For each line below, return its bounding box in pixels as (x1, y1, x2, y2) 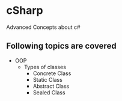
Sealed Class (32, 88, 66, 96)
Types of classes (23, 63, 66, 70)
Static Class (32, 76, 63, 83)
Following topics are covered (6, 41, 117, 51)
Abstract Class (32, 82, 70, 90)
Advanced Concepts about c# (6, 23, 81, 31)
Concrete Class (32, 70, 72, 77)
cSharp (6, 4, 43, 17)
